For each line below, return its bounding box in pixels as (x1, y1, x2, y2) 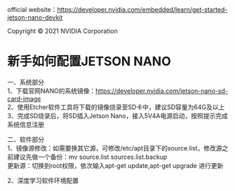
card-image (7, 94, 41, 103)
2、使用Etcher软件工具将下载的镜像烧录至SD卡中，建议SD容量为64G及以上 (7, 103, 225, 111)
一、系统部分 (7, 78, 44, 86)
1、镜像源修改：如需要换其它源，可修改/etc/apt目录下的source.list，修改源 (7, 143, 222, 152)
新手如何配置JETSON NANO (7, 54, 171, 69)
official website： (7, 6, 58, 13)
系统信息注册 (7, 120, 44, 129)
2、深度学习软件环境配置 (7, 176, 79, 185)
